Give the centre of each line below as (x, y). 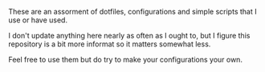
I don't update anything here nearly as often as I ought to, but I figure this (129, 36)
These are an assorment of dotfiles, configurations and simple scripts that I (132, 12)
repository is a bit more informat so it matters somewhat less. (110, 44)
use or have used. (38, 20)
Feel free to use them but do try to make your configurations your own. (126, 60)
